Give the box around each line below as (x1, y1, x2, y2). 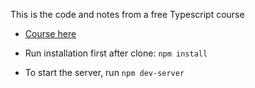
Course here (24, 28, 77, 39)
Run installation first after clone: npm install (24, 47, 208, 59)
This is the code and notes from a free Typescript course (10, 9, 245, 20)
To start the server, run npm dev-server (24, 67, 185, 78)
